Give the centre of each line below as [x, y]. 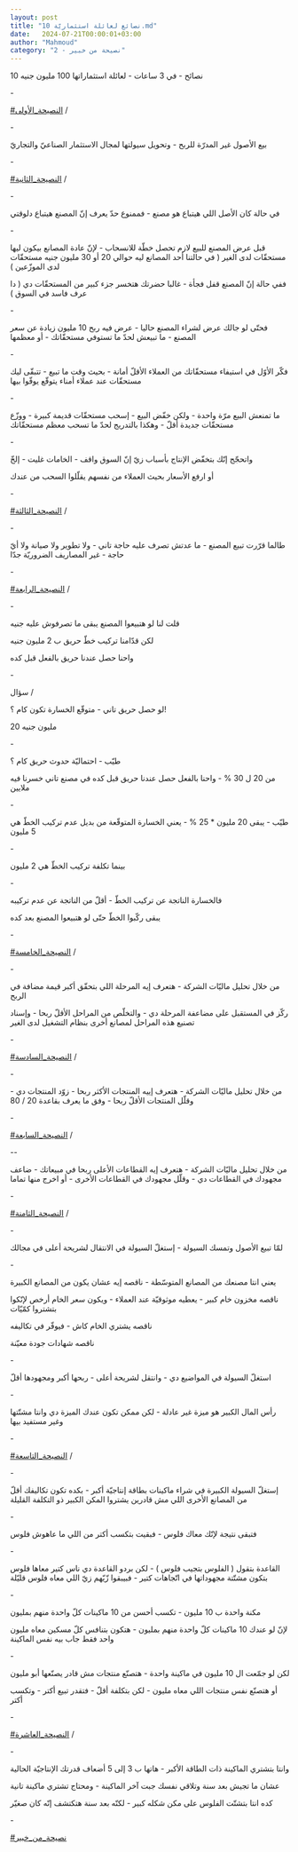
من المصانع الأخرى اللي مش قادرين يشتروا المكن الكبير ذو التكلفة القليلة [129, 1500]
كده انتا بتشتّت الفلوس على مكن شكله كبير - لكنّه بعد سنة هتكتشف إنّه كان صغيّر [141, 1803]
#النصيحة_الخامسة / [43, 952]
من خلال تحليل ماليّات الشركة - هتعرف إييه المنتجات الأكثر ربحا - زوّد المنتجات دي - [146, 1091]
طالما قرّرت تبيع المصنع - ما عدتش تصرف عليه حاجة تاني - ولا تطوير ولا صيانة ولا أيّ [148, 545]
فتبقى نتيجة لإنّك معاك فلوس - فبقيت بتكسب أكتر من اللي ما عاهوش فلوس [133, 1534]
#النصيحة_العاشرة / [42, 1734]
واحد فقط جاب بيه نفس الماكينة [62, 1639]
